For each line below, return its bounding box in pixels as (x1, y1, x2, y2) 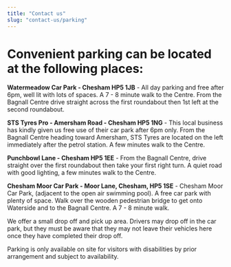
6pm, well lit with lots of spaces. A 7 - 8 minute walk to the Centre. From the (7, 91, 222, 99)
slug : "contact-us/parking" (7, 17, 88, 23)
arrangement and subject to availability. (7, 253, 119, 261)
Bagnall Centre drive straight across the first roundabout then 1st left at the (7, 98, 219, 107)
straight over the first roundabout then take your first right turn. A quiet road (7, 161, 222, 169)
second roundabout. (7, 105, 65, 114)
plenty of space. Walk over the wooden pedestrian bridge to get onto (7, 197, 203, 205)
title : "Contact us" (7, 10, 67, 17)
